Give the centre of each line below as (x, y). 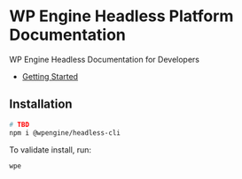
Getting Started (50, 76)
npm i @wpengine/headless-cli (65, 133)
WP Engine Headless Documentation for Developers (104, 59)
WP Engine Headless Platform (121, 16)
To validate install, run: (50, 149)
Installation (41, 104)
